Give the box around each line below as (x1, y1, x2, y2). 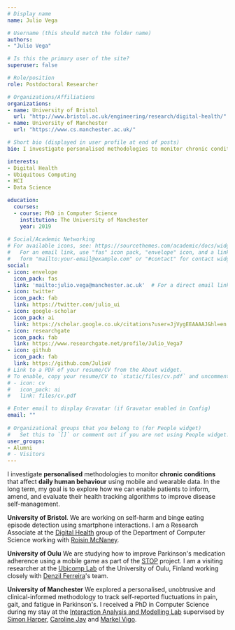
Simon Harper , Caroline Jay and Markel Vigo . (7, 615, 137, 624)
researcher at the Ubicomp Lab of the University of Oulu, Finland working (7, 564, 219, 572)
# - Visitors (7, 450, 45, 458)
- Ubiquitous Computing (7, 171, 77, 178)
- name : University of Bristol (7, 107, 99, 114)
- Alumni (7, 444, 33, 451)
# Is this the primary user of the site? (7, 55, 130, 62)
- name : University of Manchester (7, 120, 108, 127)
